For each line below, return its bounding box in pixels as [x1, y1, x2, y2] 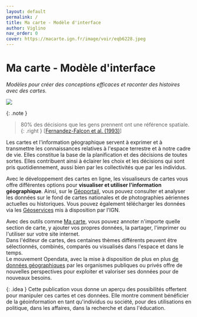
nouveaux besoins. [6, 274, 52, 281]
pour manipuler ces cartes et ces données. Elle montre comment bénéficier [6, 292, 189, 299]
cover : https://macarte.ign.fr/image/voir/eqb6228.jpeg [6, 36, 146, 42]
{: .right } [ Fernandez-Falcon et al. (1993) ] [20, 127, 122, 134]
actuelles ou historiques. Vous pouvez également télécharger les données [6, 200, 186, 207]
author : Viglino [6, 25, 46, 31]
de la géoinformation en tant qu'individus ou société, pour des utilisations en [6, 298, 192, 305]
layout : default [6, 8, 46, 15]
